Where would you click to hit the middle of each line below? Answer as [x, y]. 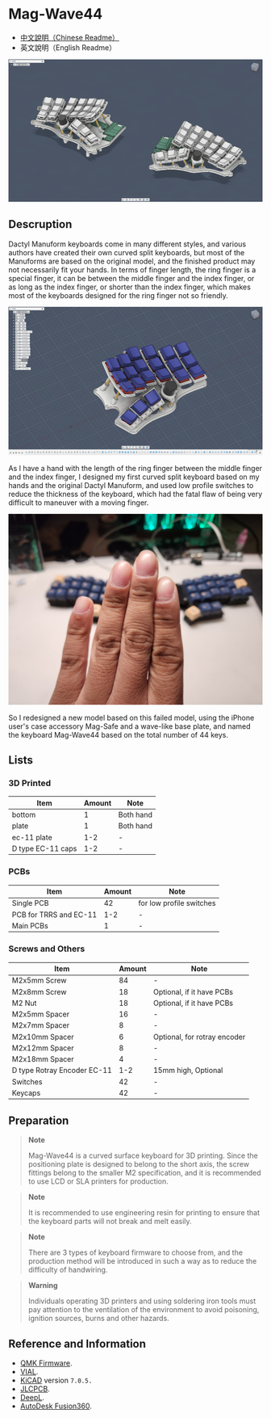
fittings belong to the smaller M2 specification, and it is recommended [144, 1173]
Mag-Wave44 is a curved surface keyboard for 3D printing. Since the [143, 1155]
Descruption [40, 224]
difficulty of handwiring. [68, 1270]
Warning [43, 1285]
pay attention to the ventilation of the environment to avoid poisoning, [144, 1310]
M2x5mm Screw [39, 980]
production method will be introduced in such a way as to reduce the [142, 1261]
